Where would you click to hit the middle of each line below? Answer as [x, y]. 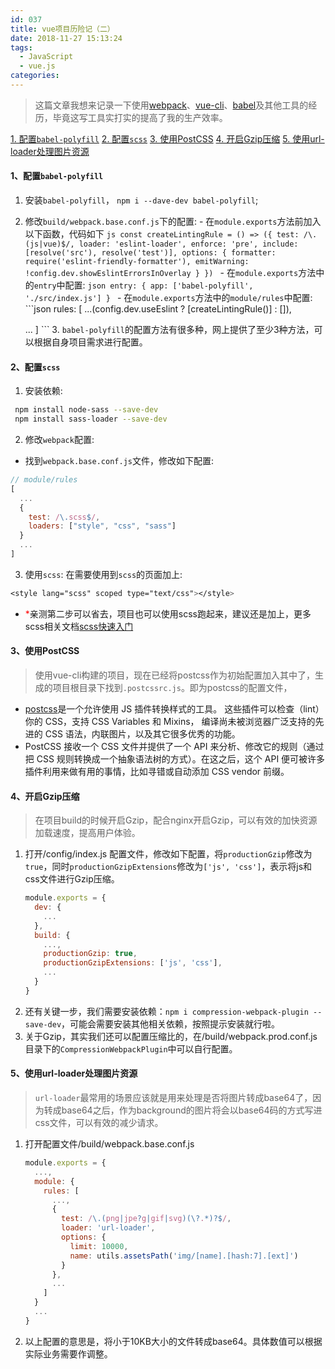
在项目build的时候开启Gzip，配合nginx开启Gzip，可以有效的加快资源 [176, 820]
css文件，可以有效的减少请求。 [99, 1123]
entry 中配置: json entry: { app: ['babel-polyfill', [143, 285]
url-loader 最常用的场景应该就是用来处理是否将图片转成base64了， [173, 1098]
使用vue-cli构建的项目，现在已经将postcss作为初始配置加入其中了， [174, 675]
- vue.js [37, 66]
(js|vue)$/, [49, 244]
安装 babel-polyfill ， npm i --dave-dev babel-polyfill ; [141, 200]
